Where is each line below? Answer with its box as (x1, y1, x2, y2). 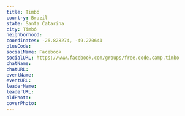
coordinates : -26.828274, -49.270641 (6, 37, 103, 44)
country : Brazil (6, 15, 48, 21)
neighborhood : (6, 32, 43, 38)
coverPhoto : (6, 100, 37, 106)
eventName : (6, 72, 34, 78)
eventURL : (6, 77, 32, 83)
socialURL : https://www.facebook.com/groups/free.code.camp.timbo (6, 55, 179, 61)
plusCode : (6, 44, 32, 50)
